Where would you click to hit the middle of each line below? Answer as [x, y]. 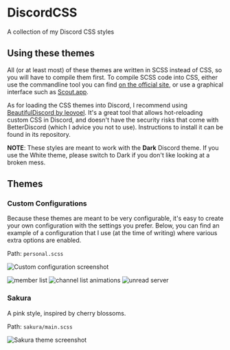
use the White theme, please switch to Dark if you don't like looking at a [108, 155]
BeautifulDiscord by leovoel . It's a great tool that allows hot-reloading [105, 112]
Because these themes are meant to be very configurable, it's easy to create [115, 219]
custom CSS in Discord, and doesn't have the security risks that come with [113, 120]
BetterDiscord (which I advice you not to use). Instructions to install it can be [115, 127]
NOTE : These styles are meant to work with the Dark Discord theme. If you [113, 147]
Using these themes [51, 53]
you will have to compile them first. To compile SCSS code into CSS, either [113, 77]
